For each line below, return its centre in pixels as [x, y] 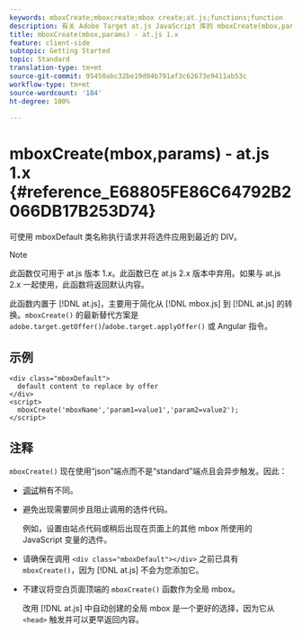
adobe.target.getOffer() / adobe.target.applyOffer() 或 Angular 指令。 [141, 326]
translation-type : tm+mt [56, 68]
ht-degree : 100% [40, 101]
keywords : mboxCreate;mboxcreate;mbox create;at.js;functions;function [146, 18]
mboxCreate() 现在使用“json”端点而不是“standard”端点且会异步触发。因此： [148, 471]
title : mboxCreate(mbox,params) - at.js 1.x [94, 34]
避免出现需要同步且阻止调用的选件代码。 [97, 509]
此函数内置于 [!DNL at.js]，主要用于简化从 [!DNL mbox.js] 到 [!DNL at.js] [142, 304]
